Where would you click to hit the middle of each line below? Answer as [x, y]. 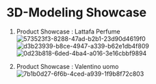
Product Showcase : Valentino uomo [67, 66]
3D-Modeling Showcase [77, 13]
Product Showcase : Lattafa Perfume [68, 31]
